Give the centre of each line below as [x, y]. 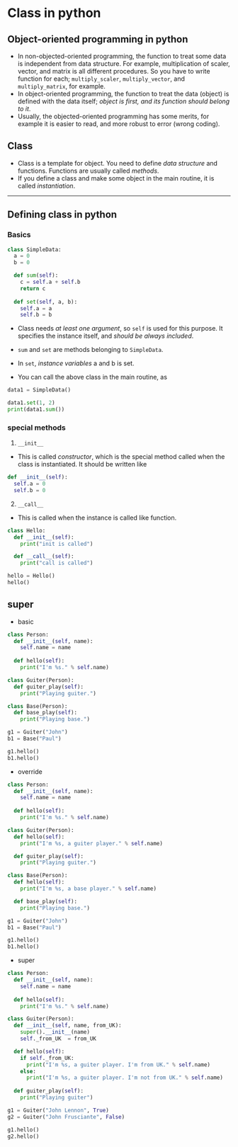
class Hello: [27, 530]
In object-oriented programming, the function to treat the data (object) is [123, 94]
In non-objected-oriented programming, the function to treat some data [122, 56]
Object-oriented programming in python [98, 39]
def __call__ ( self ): [44, 557]
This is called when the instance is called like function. [97, 518]
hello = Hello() [31, 576]
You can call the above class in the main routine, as [92, 377]
